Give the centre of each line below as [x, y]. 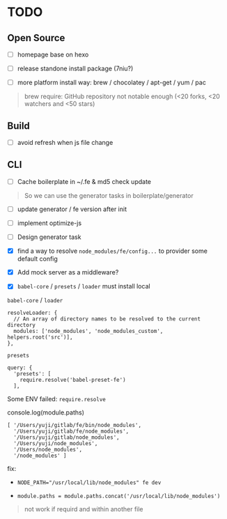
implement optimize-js [49, 223]
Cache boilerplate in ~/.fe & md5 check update [84, 181]
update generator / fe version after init [72, 209]
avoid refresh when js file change [65, 142]
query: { [20, 368]
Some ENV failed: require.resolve [57, 399]
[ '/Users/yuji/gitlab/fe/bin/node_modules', [74, 426]
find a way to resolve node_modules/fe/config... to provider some [112, 251]
